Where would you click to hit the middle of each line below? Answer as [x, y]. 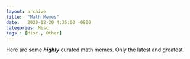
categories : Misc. [29, 28]
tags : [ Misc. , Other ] [34, 33]
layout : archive [26, 11]
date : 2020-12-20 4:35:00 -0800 [49, 22]
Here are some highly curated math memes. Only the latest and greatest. [95, 50]
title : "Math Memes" [33, 17]
